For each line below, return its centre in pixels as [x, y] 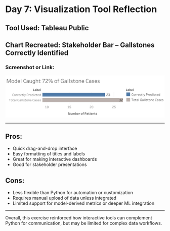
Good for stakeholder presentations [50, 164]
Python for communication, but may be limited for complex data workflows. [84, 223]
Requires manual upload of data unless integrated [64, 198]
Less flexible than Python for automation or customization [73, 193]
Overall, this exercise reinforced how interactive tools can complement [79, 218]
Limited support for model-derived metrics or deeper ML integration [83, 203]
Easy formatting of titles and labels [49, 154]
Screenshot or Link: [30, 67]
